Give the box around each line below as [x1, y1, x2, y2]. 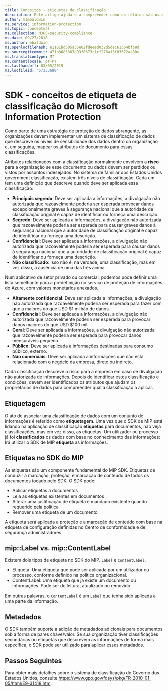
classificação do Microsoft [5, 101, 118, 112]
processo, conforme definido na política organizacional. [12, 572, 127, 578]
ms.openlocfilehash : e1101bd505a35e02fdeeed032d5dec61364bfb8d [5, 45, 140, 50]
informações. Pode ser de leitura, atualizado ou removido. [12, 583, 132, 589]
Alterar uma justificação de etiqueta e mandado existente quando [12, 498, 147, 504]
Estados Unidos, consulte [5, 675, 58, 681]
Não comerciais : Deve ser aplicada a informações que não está [12, 353, 144, 359]
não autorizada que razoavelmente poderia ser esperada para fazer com [12, 300, 162, 306]
